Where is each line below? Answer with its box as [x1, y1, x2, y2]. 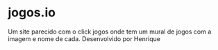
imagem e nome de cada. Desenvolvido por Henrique [8, 34, 160, 42]
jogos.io [8, 5, 56, 21]
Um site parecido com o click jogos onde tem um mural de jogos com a [8, 27, 212, 36]
